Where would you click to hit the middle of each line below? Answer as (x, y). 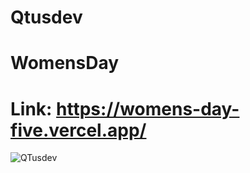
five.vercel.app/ (78, 130)
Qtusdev (46, 17)
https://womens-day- (148, 108)
